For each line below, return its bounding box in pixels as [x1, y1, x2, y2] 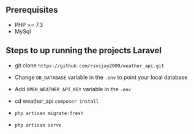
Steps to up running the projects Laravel [6, 45, 162, 56]
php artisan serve [14, 122, 62, 128]
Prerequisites [6, 5, 58, 15]
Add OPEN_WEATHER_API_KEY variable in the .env [14, 85, 132, 92]
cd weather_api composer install [14, 97, 99, 105]
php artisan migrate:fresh [14, 110, 84, 116]
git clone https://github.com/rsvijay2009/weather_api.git [14, 61, 165, 69]
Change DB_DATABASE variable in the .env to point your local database [14, 73, 188, 81]
